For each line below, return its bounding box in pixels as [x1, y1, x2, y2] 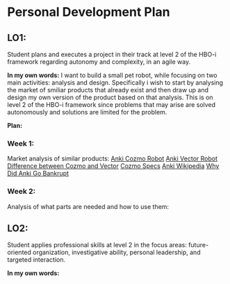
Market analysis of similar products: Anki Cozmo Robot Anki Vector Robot [7, 154, 217, 163]
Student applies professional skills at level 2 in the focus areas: [7, 241, 188, 249]
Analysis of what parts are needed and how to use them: [7, 202, 169, 210]
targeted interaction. [7, 256, 66, 264]
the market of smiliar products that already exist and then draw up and [7, 86, 209, 94]
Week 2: [7, 187, 36, 197]
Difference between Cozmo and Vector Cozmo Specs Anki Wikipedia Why [7, 162, 220, 170]
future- [188, 241, 209, 249]
